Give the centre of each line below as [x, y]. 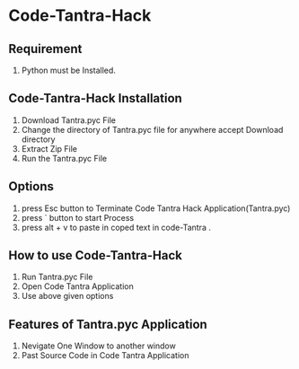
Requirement [45, 49]
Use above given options [67, 296]
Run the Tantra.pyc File [64, 158]
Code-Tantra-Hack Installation [96, 98]
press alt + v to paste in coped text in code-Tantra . [116, 227]
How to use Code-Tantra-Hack [96, 255]
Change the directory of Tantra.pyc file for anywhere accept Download [152, 129]
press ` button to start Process [78, 217]
